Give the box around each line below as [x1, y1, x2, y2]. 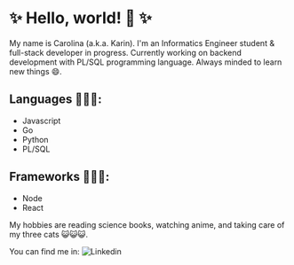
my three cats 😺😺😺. [9, 229, 89, 239]
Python [21, 134, 49, 144]
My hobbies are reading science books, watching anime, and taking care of [9, 219, 285, 230]
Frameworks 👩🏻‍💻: [9, 169, 110, 184]
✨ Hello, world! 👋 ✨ [9, 8, 153, 28]
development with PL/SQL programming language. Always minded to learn [9, 57, 282, 67]
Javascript [21, 115, 61, 126]
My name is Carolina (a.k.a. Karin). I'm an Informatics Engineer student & [9, 37, 275, 48]
